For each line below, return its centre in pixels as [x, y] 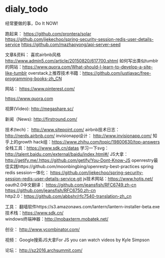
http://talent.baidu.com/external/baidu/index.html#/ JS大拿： [67, 154]
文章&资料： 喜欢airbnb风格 [33, 55]
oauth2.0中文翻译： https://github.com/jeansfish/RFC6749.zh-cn [71, 185]
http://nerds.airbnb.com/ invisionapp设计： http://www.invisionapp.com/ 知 [81, 136]
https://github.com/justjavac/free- [117, 73]
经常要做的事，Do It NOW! [31, 23]
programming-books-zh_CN [34, 78]
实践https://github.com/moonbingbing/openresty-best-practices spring [81, 166]
